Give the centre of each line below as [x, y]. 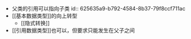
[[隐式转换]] [35, 23]
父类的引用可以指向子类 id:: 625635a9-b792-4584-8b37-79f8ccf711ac [98, 8]
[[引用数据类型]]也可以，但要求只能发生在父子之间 [73, 30]
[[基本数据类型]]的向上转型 [44, 16]
